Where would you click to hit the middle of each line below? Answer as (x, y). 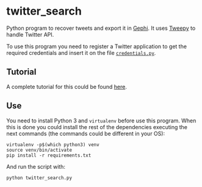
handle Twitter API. (30, 34)
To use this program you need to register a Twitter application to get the (97, 46)
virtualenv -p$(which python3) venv (53, 144)
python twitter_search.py (39, 178)
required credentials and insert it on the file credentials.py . (81, 52)
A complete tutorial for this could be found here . (67, 86)
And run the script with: (36, 166)
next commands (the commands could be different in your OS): (86, 133)
